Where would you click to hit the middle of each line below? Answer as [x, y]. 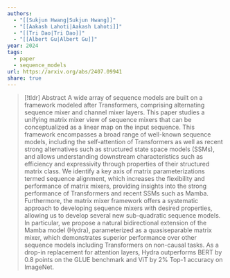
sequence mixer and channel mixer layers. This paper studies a [114, 112]
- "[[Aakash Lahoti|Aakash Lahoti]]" [68, 26]
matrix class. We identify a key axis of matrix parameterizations [115, 171]
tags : [15, 53]
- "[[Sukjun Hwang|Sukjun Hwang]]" [65, 20]
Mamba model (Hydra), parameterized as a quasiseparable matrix [118, 230]
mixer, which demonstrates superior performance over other [110, 238]
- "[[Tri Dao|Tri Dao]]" [49, 33]
